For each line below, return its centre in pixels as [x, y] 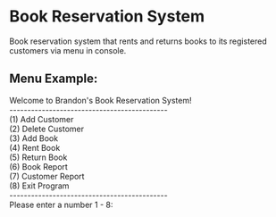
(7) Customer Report [47, 176]
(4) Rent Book [35, 147]
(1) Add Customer [42, 119]
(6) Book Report [39, 166]
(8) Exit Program [39, 186]
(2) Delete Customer [47, 129]
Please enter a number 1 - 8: [61, 204]
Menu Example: [54, 79]
